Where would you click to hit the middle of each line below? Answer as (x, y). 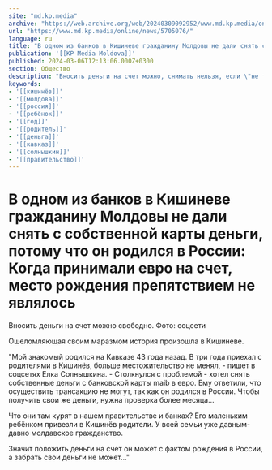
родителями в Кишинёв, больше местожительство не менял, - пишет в (132, 365)
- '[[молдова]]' (36, 99)
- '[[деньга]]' (34, 136)
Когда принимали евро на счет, (121, 268)
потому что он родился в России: (127, 251)
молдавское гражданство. (77, 433)
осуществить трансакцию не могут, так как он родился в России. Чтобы (134, 391)
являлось (42, 303)
